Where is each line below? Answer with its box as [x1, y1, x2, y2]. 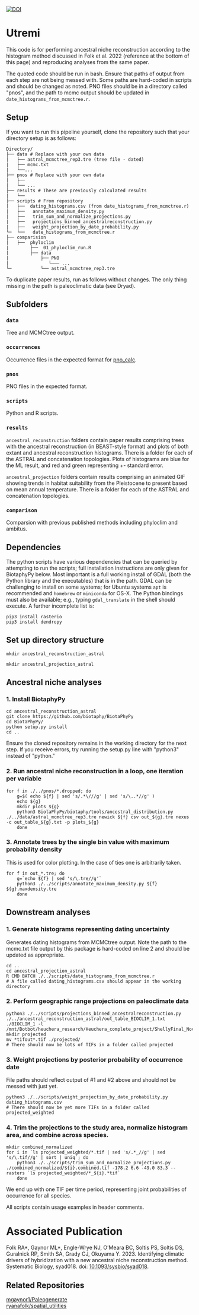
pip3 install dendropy [6, 619, 62, 625]
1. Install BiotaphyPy [6, 695, 66, 703]
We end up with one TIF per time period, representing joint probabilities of [6, 1186, 187, 1193]
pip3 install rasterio [6, 614, 62, 620]
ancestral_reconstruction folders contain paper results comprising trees [6, 436, 185, 443]
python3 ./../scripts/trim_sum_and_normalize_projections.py [17, 1160, 171, 1166]
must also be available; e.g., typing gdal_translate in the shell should [6, 596, 176, 603]
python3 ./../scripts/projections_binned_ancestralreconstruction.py [6, 1011, 182, 1017]
